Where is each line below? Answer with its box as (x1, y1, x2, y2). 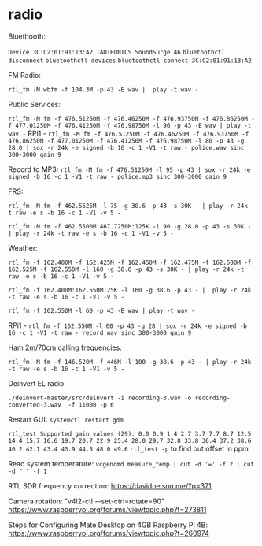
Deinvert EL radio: (8, 378, 67, 388)
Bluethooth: (8, 32, 46, 41)
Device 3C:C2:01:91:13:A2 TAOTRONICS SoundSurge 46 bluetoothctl (8, 48, 226, 56)
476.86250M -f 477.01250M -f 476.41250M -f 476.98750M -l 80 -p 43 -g (8, 136, 245, 145)
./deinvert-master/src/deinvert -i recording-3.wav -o (8, 394, 192, 402)
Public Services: (8, 99, 61, 109)
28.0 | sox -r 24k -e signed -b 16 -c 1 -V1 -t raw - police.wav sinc (8, 143, 245, 151)
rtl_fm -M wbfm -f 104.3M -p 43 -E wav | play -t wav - (8, 85, 199, 94)
